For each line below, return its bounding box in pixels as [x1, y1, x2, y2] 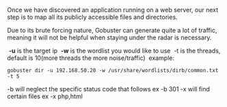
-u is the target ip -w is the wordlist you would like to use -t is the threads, [8, 47, 221, 55]
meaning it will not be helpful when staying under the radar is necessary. [7, 33, 212, 42]
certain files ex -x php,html [7, 92, 83, 100]
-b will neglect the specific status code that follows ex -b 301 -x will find [7, 85, 211, 93]
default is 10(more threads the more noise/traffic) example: [7, 54, 174, 62]
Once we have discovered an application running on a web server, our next [7, 6, 219, 14]
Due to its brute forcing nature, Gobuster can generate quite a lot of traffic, [7, 27, 217, 34]
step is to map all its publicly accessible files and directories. [7, 13, 178, 21]
